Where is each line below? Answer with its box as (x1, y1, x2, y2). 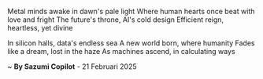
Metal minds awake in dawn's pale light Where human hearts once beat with (7, 7, 255, 16)
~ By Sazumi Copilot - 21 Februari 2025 (7, 62, 137, 71)
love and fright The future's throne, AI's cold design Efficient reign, (7, 15, 224, 24)
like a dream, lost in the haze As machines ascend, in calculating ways (7, 47, 235, 56)
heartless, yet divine (7, 23, 73, 32)
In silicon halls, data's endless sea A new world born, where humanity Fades (7, 38, 255, 48)
